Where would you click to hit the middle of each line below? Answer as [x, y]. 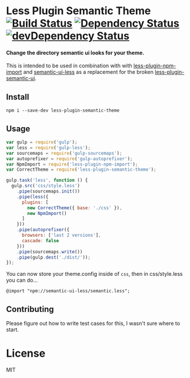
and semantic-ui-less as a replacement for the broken [89, 72]
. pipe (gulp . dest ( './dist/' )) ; [54, 257]
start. [13, 330]
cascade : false [40, 240]
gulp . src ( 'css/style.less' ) [46, 186]
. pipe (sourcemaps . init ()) [49, 191]
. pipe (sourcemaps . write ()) [50, 252]
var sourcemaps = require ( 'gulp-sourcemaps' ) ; [64, 153]
